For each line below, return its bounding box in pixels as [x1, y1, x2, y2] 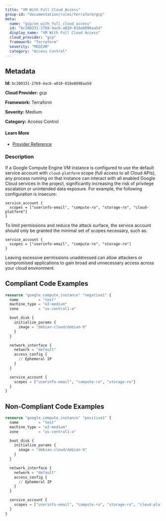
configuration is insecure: [5, 191, 57, 197]
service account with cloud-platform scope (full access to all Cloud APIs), [5, 170, 156, 176]
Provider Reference [12, 141, 52, 147]
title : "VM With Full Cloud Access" [5, 7, 81, 12]
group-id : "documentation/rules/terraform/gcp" [5, 12, 105, 17]
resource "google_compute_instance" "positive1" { [5, 415, 112, 420]
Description [5, 153, 34, 160]
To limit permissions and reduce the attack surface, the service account [5, 222, 152, 228]
